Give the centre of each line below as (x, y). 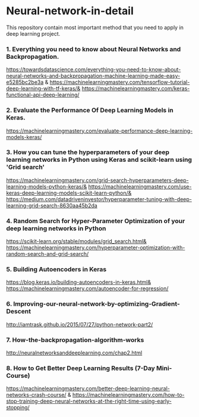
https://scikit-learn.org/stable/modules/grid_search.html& (76, 242)
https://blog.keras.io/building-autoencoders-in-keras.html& (79, 282)
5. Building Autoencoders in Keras (56, 269)
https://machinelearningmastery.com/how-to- (129, 395)
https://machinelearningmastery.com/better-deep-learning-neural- (88, 388)
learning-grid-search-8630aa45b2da (52, 205)
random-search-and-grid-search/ (48, 254)
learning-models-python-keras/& (47, 186)
